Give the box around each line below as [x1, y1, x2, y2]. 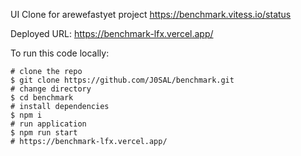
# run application [10, 119, 87, 129]
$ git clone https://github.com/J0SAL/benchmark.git [10, 75, 235, 85]
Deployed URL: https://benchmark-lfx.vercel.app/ [10, 28, 214, 39]
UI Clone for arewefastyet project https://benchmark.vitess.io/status [10, 9, 292, 20]
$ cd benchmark [10, 93, 74, 103]
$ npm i [10, 110, 43, 120]
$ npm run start [10, 128, 78, 138]
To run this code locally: [10, 47, 110, 59]
